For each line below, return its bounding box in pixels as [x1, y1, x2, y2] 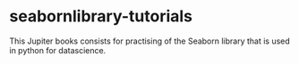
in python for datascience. [9, 44, 107, 55]
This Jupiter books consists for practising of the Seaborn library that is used [9, 36, 291, 46]
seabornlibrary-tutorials [9, 6, 193, 27]
